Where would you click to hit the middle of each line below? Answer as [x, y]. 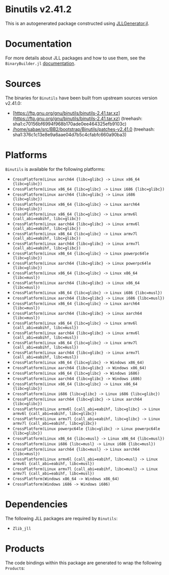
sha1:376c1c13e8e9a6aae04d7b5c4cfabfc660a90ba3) [70, 134]
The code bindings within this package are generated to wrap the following [83, 563]
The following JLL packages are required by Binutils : [61, 518]
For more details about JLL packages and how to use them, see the [75, 58]
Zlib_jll [22, 528]
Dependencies [36, 504]
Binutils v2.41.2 [38, 9]
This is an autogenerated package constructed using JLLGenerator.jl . [77, 23]
